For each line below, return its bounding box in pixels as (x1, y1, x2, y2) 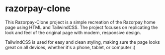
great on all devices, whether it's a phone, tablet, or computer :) (5, 44, 136, 50)
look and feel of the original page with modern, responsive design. (5, 29, 141, 35)
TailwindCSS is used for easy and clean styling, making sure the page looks (5, 39, 160, 45)
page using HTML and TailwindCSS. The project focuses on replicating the (5, 24, 158, 30)
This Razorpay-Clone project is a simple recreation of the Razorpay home (5, 19, 156, 25)
